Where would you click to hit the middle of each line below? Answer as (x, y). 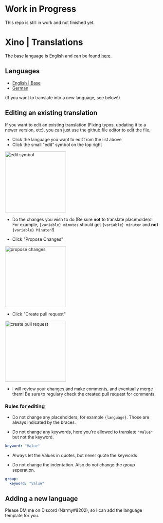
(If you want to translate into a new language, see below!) (63, 97)
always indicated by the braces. (44, 422)
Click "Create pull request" (39, 314)
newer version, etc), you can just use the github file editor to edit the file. (78, 130)
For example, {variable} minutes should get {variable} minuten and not (85, 224)
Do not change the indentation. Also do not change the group (73, 464)
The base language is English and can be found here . (58, 56)
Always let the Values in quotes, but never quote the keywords (74, 455)
